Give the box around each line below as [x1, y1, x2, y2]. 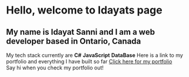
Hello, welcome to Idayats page [6, 4, 163, 17]
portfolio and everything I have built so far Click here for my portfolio [6, 58, 173, 65]
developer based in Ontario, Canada [6, 36, 141, 46]
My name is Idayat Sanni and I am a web [6, 27, 155, 37]
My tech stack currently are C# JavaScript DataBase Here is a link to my [6, 52, 184, 59]
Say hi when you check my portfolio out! [6, 64, 104, 71]
